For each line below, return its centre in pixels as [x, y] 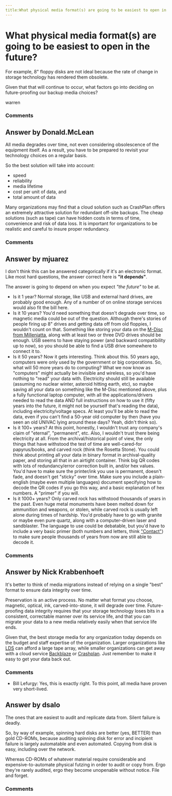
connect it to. [27, 351]
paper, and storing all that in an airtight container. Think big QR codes [86, 461]
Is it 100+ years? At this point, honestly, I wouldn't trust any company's [88, 428]
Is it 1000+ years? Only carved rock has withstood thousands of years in [89, 499]
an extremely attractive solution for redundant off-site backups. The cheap [84, 213]
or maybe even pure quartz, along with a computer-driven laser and [84, 520]
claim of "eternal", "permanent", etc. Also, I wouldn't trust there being [86, 433]
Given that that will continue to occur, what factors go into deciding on [80, 87]
